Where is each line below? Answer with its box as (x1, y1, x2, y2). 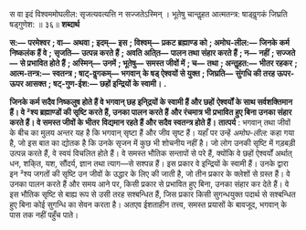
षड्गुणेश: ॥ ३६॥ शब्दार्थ (9, 19, 80, 29)
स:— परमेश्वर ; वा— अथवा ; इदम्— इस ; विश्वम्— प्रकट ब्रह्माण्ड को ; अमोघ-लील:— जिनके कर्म (9, 37, 290, 47)
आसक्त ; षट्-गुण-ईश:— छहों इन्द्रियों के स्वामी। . (25, 78, 167, 89)
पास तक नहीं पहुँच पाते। (9, 210, 79, 220)
